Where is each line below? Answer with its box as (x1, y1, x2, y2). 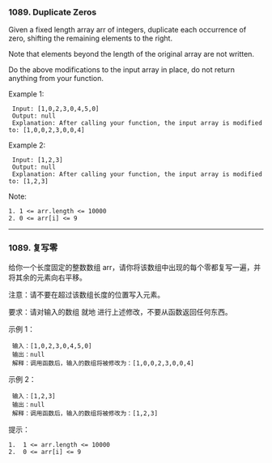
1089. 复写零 (8, 242, 58, 254)
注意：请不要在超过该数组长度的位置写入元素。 (8, 289, 164, 299)
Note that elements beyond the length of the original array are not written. (8, 49, 255, 59)
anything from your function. (8, 74, 104, 84)
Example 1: (8, 89, 45, 99)
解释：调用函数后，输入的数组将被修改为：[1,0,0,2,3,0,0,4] (11, 359, 194, 367)
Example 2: (8, 140, 46, 150)
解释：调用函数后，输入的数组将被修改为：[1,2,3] (11, 409, 159, 418)
